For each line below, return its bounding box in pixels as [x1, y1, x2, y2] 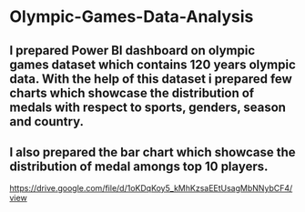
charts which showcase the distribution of [9, 85, 255, 101]
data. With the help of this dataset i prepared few [9, 71, 293, 86]
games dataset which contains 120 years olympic [9, 56, 296, 72]
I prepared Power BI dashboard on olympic [9, 43, 256, 58]
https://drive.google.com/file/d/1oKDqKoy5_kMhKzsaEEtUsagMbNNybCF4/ [9, 183, 293, 194]
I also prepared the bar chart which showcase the [9, 144, 296, 160]
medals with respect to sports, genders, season [9, 99, 287, 115]
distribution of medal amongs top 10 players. [9, 158, 269, 174]
